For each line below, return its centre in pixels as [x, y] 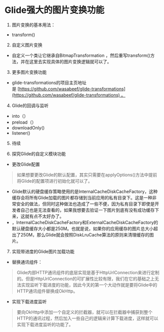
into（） [20, 116]
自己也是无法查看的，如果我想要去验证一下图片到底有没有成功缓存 [88, 210]
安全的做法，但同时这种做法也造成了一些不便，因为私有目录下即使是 [85, 204]
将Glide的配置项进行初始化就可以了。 [54, 181]
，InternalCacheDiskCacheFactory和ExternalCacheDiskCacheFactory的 [85, 222]
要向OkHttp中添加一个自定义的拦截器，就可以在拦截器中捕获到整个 [84, 312]
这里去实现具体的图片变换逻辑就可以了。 [70, 61]
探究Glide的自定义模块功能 [39, 153]
